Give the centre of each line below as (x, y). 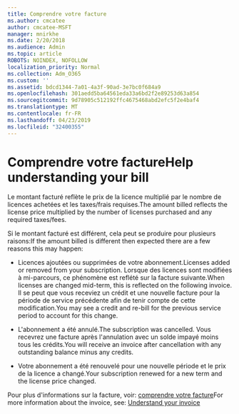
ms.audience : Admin (36, 47)
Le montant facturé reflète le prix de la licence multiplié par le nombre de (115, 197)
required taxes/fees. (37, 220)
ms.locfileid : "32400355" (46, 127)
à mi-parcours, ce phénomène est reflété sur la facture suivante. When (121, 278)
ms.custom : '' (29, 80)
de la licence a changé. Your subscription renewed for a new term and (120, 374)
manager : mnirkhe (33, 34)
